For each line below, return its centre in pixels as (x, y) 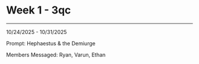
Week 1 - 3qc (38, 10)
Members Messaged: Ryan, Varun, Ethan (56, 55)
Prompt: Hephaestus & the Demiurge (51, 43)
